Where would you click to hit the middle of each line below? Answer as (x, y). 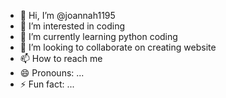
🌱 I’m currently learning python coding (98, 36)
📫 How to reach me (61, 58)
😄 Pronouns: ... (52, 73)
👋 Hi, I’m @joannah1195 (67, 15)
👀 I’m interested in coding (72, 26)
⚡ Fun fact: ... (47, 84)
